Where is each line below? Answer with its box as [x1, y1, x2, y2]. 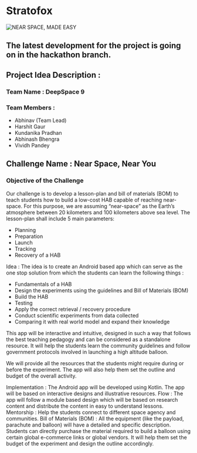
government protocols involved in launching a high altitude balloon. [6, 348, 169, 355]
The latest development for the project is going [6, 41, 181, 51]
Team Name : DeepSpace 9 [6, 87, 85, 95]
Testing [14, 299, 33, 306]
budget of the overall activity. [6, 372, 77, 379]
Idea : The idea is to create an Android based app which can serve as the [6, 263, 183, 270]
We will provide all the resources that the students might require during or [6, 359, 184, 366]
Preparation [14, 233, 43, 240]
